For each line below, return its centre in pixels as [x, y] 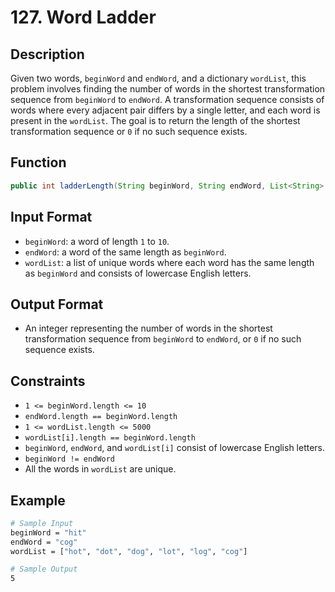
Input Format [51, 217]
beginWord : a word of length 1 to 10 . [97, 241]
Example [38, 500]
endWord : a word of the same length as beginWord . [125, 252]
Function [38, 162]
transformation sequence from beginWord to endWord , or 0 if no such [163, 339]
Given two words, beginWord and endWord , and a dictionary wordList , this [158, 78]
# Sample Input [42, 523]
